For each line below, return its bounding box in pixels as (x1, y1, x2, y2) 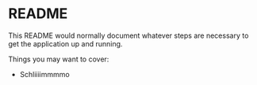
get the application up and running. (8, 39, 123, 48)
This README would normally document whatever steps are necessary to (8, 31, 249, 40)
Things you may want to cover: (8, 54, 109, 64)
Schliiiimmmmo (19, 69, 70, 79)
